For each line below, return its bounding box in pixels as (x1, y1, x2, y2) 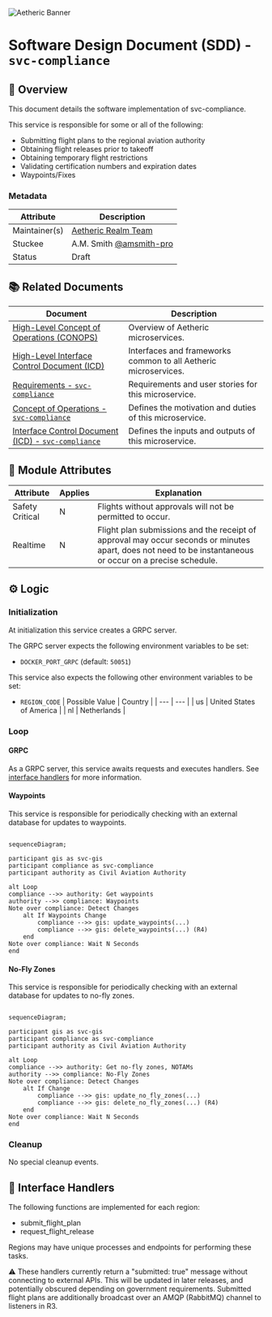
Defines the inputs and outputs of (128, 425, 256, 437)
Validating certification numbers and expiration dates (19, 162, 197, 171)
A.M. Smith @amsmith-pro (71, 238, 174, 249)
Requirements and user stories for (128, 378, 257, 390)
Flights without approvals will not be (96, 500, 235, 512)
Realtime (12, 539, 46, 551)
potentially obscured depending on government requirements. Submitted (8, 1284, 252, 1294)
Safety (12, 500, 38, 512)
